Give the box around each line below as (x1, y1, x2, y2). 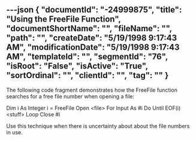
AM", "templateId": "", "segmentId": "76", (6, 52, 168, 62)
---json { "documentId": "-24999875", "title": (6, 5, 182, 15)
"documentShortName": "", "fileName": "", (6, 23, 172, 34)
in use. (6, 128, 23, 136)
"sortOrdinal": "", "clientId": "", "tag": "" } (6, 70, 169, 80)
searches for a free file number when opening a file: (6, 92, 135, 100)
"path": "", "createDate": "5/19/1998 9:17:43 (6, 33, 177, 43)
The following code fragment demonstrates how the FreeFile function (6, 86, 178, 94)
